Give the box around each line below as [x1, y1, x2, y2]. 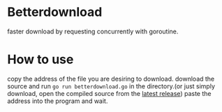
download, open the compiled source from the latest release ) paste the [7, 89, 212, 97]
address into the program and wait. [7, 97, 108, 105]
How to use [7, 51, 74, 67]
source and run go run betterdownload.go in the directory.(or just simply [7, 81, 215, 90]
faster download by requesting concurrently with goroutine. [7, 27, 179, 35]
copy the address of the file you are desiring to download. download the [7, 74, 215, 83]
